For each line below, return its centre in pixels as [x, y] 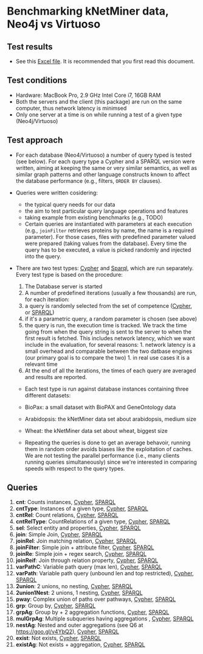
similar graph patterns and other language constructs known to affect [103, 174]
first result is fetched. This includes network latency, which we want [110, 338]
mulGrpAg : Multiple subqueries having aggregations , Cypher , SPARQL [105, 619]
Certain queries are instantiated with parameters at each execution [108, 224]
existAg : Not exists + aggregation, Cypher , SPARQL [80, 645]
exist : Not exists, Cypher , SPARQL [58, 638]
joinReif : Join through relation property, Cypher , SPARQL [87, 560]
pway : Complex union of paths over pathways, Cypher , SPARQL [96, 599]
